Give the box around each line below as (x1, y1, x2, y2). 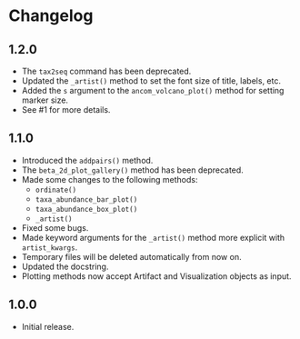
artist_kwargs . (21, 242, 78, 253)
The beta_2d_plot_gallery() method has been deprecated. (21, 165, 245, 175)
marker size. (21, 95, 69, 105)
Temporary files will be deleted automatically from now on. (21, 251, 242, 262)
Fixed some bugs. (21, 222, 89, 233)
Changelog (8, 5, 94, 26)
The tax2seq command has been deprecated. (21, 65, 192, 76)
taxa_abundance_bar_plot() (35, 194, 138, 204)
